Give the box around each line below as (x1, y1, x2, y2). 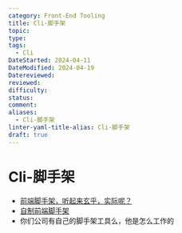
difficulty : (8, 86, 48, 94)
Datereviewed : (8, 71, 56, 79)
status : (8, 94, 34, 102)
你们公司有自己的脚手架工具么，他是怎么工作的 (19, 215, 174, 225)
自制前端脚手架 (19, 206, 69, 215)
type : (8, 34, 26, 42)
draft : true (8, 131, 48, 139)
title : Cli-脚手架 (8, 19, 66, 27)
